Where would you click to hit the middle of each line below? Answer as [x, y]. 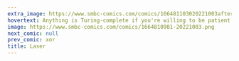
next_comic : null [33, 33]
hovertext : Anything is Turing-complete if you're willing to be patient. [121, 20]
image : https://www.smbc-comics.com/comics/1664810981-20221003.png [111, 27]
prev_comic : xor [31, 40]
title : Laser [27, 46]
